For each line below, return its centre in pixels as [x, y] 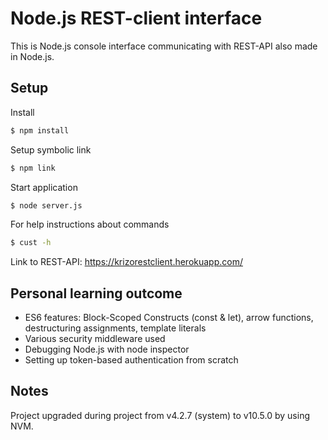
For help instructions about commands [90, 224]
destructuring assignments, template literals [115, 328]
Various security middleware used [95, 339]
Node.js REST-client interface [136, 18]
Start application [44, 187]
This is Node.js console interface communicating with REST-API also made [164, 46]
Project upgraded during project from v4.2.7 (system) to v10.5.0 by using [160, 415]
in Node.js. [32, 56]
